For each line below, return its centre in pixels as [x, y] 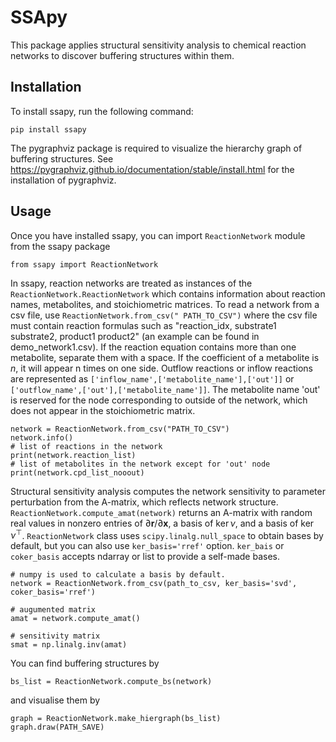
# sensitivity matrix [55, 636]
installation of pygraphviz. [63, 180]
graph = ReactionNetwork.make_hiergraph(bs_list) [116, 719]
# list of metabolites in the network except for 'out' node [140, 464]
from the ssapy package [60, 246]
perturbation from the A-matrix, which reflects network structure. [144, 502]
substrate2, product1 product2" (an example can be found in [135, 336]
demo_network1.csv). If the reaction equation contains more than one [153, 347]
